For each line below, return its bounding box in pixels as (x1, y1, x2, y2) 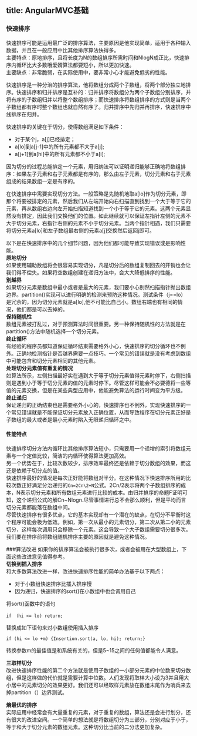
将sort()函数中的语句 (6, 600, 56, 607)
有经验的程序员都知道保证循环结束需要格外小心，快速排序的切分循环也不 (6, 342, 181, 349)
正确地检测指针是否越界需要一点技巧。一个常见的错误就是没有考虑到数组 (16, 350, 191, 357)
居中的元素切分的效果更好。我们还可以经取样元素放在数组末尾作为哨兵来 (11, 681, 186, 688)
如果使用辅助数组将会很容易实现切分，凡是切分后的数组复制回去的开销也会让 (6, 261, 191, 268)
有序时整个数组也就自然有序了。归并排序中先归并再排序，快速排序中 (26, 103, 191, 110)
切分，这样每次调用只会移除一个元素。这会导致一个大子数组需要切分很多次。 (6, 526, 191, 533)
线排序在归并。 (6, 111, 42, 118)
